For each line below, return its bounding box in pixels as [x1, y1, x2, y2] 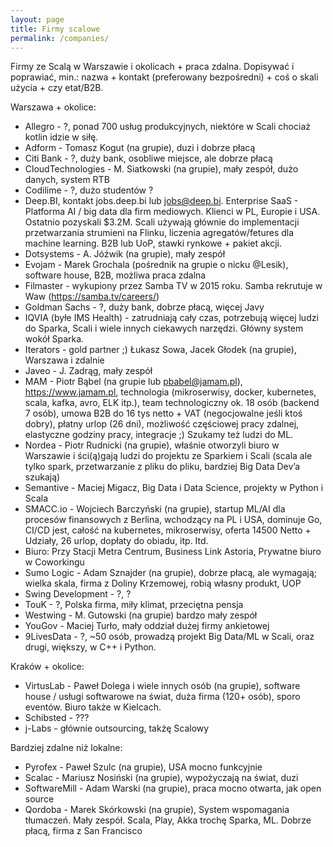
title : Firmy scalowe [10, 24, 101, 34]
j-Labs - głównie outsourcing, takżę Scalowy [24, 722, 210, 735]
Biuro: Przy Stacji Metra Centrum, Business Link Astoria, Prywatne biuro [24, 546, 322, 558]
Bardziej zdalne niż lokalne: [10, 742, 123, 754]
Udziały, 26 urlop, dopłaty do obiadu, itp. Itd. [24, 535, 209, 547]
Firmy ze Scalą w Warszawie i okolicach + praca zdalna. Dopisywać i [10, 61, 295, 73]
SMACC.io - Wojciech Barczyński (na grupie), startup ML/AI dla [24, 503, 286, 515]
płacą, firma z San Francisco [24, 825, 143, 837]
